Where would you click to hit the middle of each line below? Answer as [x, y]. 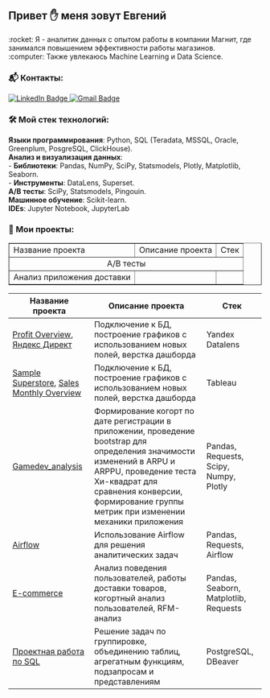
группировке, [120, 641]
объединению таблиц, [137, 651]
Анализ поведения [130, 568]
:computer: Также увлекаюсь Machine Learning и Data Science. [116, 56]
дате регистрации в [132, 421]
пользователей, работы [140, 578]
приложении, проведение [144, 431]
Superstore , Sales [46, 382]
